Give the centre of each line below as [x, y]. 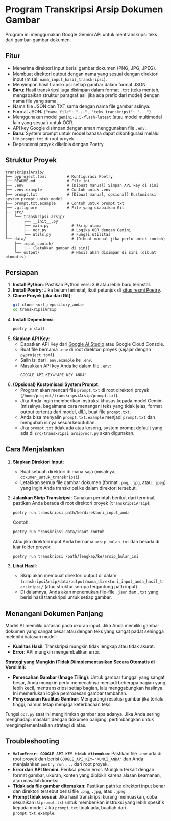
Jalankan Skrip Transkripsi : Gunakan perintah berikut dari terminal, [84, 498]
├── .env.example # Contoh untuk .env [58, 190]
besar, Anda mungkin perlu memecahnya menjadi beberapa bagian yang [89, 683]
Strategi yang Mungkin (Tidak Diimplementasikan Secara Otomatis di [80, 662]
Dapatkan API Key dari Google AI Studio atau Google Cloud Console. [92, 344]
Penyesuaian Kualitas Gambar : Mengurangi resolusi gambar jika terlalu [88, 699]
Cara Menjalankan [35, 450]
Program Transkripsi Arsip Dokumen [84, 9]
